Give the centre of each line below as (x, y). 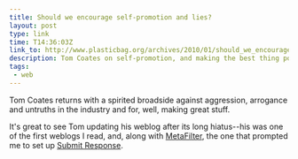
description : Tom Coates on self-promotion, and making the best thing (144, 58)
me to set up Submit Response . (67, 145)
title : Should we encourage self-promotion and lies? (111, 17)
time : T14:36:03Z (41, 42)
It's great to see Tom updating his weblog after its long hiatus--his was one (146, 126)
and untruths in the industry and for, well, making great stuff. (120, 109)
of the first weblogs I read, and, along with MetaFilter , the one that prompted (149, 136)
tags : (19, 67)
